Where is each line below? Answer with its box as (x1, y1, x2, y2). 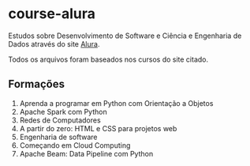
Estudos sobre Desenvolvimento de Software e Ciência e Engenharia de (8, 31, 242, 40)
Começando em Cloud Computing (19, 140, 131, 150)
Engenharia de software (19, 132, 98, 141)
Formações (8, 77, 65, 91)
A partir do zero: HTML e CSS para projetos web (19, 123, 177, 133)
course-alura (8, 5, 96, 23)
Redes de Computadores (19, 115, 101, 125)
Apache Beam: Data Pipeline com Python (19, 149, 154, 158)
